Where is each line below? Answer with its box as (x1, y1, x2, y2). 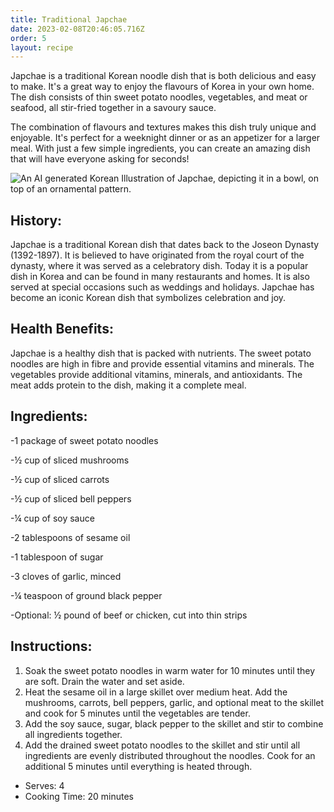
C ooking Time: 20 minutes (24, 790, 135, 802)
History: (10, 212, 63, 229)
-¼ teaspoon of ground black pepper (10, 589, 163, 601)
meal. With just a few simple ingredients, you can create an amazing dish (10, 142, 311, 155)
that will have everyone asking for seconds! (10, 153, 190, 165)
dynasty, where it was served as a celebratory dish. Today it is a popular (10, 260, 309, 272)
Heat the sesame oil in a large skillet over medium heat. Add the (24, 686, 288, 698)
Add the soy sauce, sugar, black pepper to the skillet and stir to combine (24, 717, 324, 730)
